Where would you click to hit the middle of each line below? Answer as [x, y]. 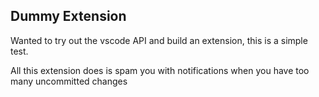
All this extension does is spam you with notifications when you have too [160, 70]
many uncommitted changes [69, 81]
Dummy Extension [68, 16]
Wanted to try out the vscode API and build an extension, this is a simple [159, 40]
